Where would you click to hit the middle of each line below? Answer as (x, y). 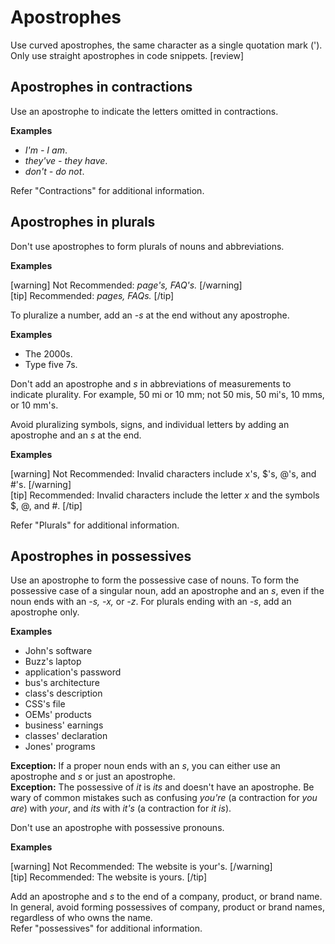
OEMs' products (58, 715)
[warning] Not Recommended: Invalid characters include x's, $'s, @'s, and (163, 473)
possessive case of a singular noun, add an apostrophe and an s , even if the (167, 591)
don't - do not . (54, 171)
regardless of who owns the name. (81, 918)
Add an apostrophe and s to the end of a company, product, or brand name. (166, 897)
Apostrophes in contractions (101, 87)
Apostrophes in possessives (101, 556)
